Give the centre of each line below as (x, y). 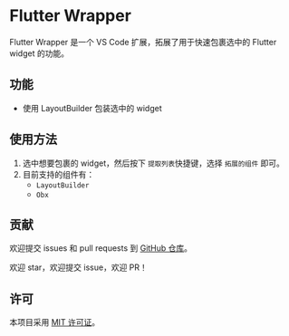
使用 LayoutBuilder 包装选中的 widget (92, 108)
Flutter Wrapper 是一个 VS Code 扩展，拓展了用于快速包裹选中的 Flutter (143, 42)
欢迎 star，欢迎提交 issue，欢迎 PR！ (78, 267)
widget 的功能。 (39, 53)
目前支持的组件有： (58, 174)
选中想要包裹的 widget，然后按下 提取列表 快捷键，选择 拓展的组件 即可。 (154, 163)
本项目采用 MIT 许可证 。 (55, 322)
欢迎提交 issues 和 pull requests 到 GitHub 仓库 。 (101, 248)
